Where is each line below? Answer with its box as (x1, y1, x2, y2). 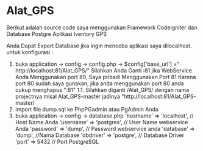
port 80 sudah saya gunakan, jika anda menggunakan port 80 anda (15, 80, 184, 87)
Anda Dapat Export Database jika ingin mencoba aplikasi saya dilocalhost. (6, 42, 192, 49)
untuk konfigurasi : (6, 48, 54, 55)
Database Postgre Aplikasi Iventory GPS (6, 30, 107, 37)
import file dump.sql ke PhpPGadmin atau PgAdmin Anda (15, 105, 158, 113)
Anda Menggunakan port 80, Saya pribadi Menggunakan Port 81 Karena (15, 73, 196, 80)
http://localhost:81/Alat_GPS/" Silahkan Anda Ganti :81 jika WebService (15, 66, 192, 74)
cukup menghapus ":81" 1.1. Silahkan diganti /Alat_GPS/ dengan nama (15, 86, 190, 93)
